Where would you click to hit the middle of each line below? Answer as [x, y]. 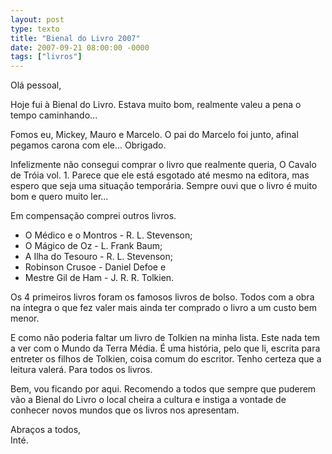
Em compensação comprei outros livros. [93, 216]
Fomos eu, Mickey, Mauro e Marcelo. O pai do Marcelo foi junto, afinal [154, 135]
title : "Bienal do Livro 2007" [75, 38]
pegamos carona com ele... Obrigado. [88, 145]
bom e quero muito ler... [59, 197]
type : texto [35, 29]
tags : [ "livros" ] [46, 57]
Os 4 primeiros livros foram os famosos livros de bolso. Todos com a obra [162, 297]
